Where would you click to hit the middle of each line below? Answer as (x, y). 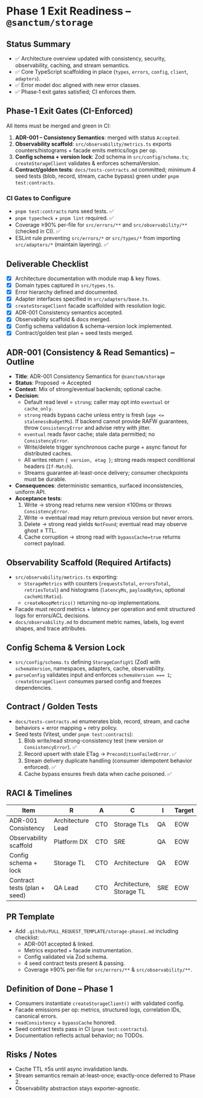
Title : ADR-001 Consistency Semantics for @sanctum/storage (90, 377)
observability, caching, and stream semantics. (72, 65)
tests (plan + (27, 888)
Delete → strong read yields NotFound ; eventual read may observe (105, 524)
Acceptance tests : (38, 499)
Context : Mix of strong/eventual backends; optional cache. (89, 389)
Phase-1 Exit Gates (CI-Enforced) (70, 111)
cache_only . (38, 409)
